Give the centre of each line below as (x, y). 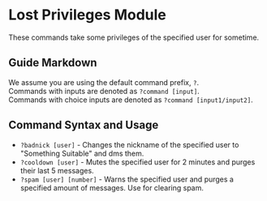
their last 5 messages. (57, 170)
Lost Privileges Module (87, 15)
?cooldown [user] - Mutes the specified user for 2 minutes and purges (138, 162)
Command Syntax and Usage (84, 125)
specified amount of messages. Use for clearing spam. (112, 187)
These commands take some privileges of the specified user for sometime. (134, 37)
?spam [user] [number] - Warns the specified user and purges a (127, 179)
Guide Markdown (53, 63)
